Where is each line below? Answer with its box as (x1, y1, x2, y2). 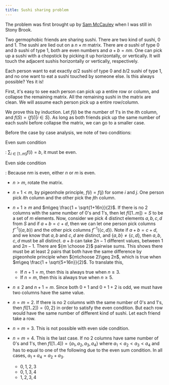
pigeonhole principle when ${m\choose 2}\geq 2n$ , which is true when (12, 254, 161, 260)
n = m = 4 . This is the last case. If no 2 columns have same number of (12, 335, 159, 341)
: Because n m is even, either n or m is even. (5, 170, 96, 176)
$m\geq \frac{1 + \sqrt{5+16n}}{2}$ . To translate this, (12, 259, 124, 266)
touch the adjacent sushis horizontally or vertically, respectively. (5, 58, 139, 64)
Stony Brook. (5, 26, 32, 33)
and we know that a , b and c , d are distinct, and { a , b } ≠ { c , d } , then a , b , (12, 232, 162, 238)
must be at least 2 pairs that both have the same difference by (12, 248, 142, 254)
